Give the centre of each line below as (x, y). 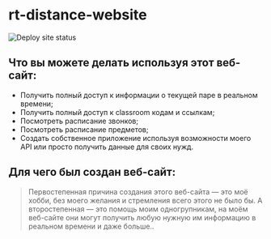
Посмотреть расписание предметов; (84, 129)
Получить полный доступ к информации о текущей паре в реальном (139, 95)
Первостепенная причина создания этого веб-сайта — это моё (138, 191)
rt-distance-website (78, 15)
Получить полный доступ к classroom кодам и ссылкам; (117, 112)
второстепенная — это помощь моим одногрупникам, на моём (138, 209)
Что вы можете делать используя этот (111, 63)
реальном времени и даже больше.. (91, 226)
